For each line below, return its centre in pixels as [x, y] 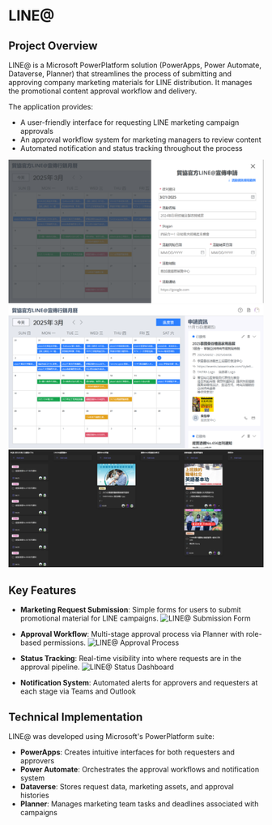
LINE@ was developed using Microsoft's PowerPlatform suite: [111, 736]
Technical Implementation [76, 717]
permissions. [65, 642]
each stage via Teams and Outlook [78, 691]
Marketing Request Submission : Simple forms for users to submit [130, 610]
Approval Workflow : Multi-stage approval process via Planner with [132, 634]
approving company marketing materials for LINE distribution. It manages [130, 82]
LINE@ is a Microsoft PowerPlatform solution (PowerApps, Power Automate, [135, 65]
